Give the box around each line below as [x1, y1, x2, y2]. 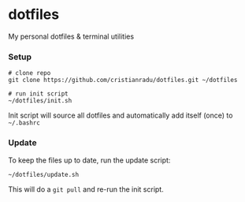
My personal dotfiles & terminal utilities [8, 32, 135, 41]
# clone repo [8, 69, 51, 77]
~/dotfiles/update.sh [8, 170, 80, 178]
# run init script [8, 90, 69, 98]
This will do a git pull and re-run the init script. [8, 184, 164, 194]
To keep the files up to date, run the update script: [8, 155, 171, 165]
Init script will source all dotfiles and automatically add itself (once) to [8, 110, 233, 120]
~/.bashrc [8, 119, 41, 127]
